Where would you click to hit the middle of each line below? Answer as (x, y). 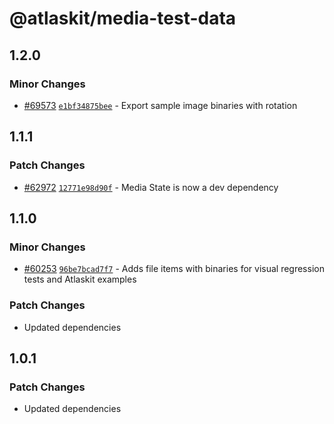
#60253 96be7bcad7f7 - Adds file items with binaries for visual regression (174, 269)
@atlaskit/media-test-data (123, 18)
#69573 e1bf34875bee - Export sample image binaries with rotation (160, 105)
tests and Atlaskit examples (80, 279)
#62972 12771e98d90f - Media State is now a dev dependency (151, 187)
